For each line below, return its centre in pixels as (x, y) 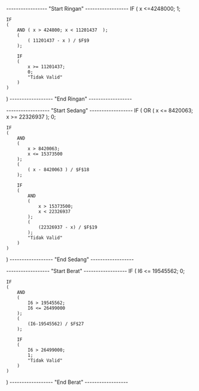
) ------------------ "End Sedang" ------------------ (70, 259)
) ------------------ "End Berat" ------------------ (67, 382)
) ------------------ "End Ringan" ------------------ (69, 99)
